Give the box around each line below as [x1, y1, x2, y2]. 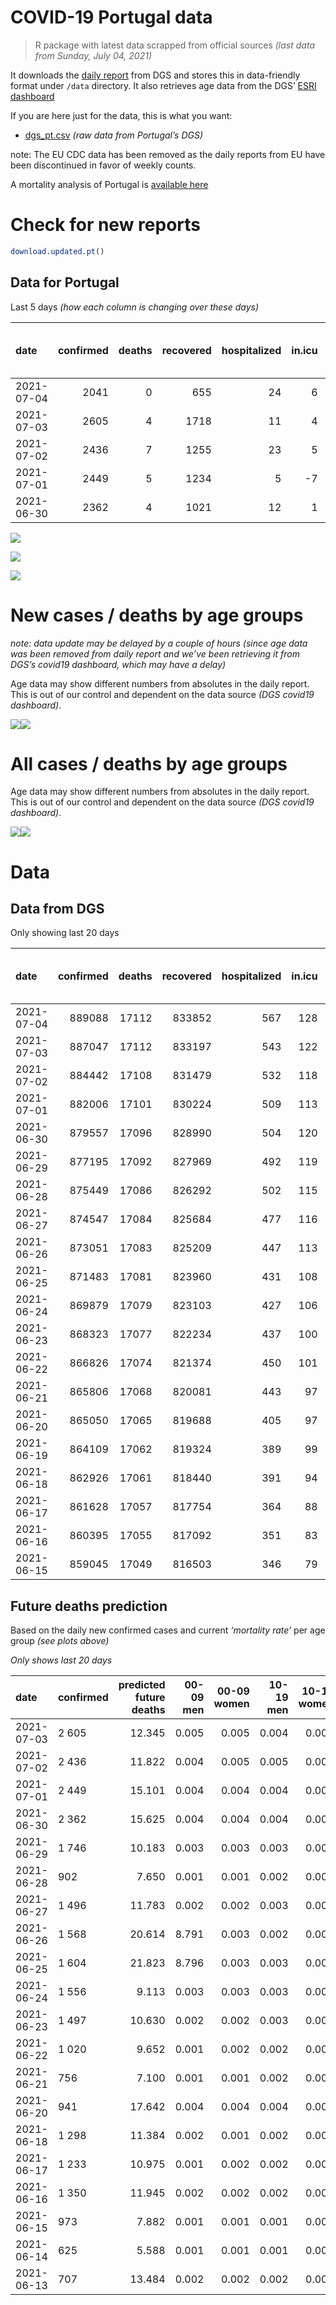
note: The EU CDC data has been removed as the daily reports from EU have [10, 148, 326, 160]
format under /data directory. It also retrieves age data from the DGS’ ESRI [10, 79, 317, 91]
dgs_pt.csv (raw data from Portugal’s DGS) [24, 129, 204, 141]
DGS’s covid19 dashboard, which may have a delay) [10, 658, 227, 670]
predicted [118, 1678, 166, 1692]
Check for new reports [10, 214, 201, 236]
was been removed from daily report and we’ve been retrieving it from [10, 647, 300, 660]
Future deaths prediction [10, 1597, 168, 1615]
